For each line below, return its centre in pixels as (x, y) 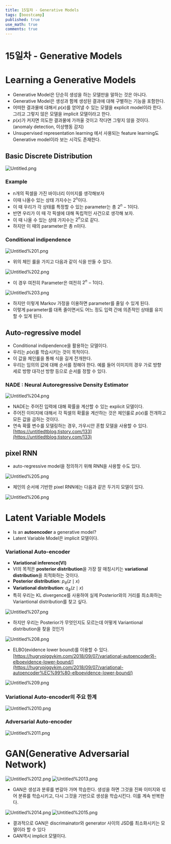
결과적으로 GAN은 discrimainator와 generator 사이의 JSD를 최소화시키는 (86, 823)
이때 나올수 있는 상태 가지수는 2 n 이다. (50, 199)
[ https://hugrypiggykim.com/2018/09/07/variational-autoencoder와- (84, 656)
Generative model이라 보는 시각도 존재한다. (57, 139)
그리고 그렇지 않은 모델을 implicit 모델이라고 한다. (62, 114)
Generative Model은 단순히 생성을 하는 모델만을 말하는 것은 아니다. (80, 95)
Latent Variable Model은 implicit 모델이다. (56, 538)
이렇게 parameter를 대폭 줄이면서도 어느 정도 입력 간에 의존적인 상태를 (83, 310)
